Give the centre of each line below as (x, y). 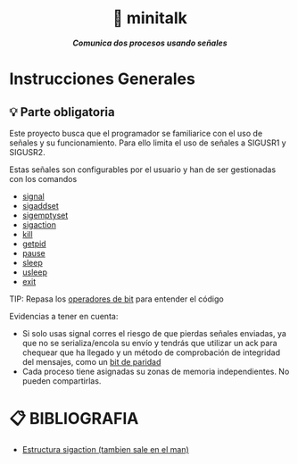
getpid (34, 244)
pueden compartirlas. (62, 381)
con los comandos (43, 178)
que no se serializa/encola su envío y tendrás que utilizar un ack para (150, 343)
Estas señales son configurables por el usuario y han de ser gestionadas (143, 170)
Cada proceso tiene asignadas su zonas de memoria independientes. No (156, 371)
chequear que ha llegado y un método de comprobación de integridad (151, 352)
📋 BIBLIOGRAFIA (74, 419)
